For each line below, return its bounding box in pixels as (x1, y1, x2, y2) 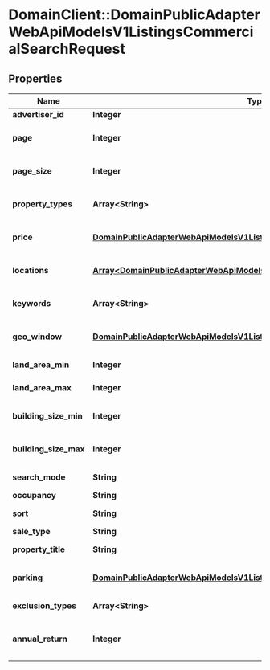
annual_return (12, 633, 68, 644)
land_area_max (12, 382, 72, 393)
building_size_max (12, 443, 85, 455)
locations (12, 265, 49, 276)
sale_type (12, 526, 51, 537)
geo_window (12, 331, 63, 342)
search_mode (12, 472, 66, 483)
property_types (12, 198, 73, 210)
